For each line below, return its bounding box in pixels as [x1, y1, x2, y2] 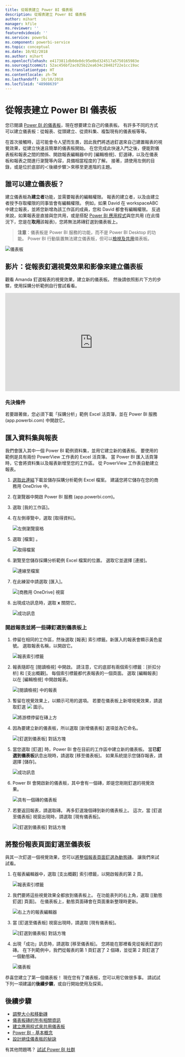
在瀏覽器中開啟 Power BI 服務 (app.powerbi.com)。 [12, 494, 118, 500]
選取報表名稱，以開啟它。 [22, 642, 75, 648]
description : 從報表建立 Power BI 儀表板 [5, 12, 86, 17]
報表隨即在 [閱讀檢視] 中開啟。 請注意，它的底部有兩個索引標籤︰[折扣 [12, 664, 157, 670]
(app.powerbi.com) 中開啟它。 [5, 418, 68, 423]
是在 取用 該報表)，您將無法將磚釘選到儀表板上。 [22, 219, 121, 225]
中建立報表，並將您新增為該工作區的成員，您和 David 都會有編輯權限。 [5, 207, 151, 212]
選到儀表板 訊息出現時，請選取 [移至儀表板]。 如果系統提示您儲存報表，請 [12, 752, 163, 758]
